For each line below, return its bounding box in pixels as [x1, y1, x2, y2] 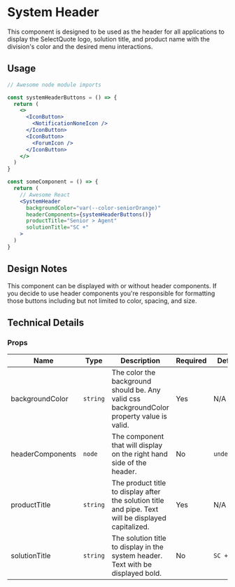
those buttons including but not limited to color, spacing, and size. [7, 296, 197, 305]
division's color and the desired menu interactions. [7, 42, 153, 50]
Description [120, 356, 161, 365]
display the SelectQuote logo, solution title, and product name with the [7, 34, 210, 43]
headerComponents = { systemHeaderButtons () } [25, 211, 152, 218]
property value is [111, 412, 168, 421]
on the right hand [111, 450, 168, 459]
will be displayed [111, 513, 166, 523]
